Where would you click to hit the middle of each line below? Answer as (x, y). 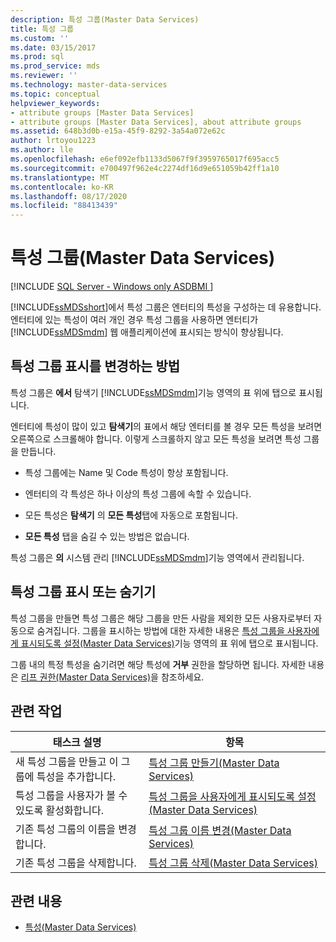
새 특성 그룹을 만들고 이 (67, 761)
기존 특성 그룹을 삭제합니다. (76, 863)
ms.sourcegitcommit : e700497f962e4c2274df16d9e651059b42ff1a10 (145, 168)
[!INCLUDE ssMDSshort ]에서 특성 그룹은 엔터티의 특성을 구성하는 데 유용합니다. (166, 307)
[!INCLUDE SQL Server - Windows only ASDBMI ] (112, 287)
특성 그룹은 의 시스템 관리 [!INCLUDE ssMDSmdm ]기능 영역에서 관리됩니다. (157, 557)
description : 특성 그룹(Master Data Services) (105, 19)
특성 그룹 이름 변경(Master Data (220, 830)
